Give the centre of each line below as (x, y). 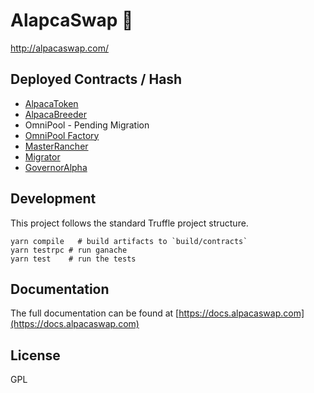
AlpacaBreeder (55, 114)
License (35, 355)
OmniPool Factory (62, 135)
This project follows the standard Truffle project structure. (129, 223)
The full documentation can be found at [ (95, 313)
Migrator (42, 156)
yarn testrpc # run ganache (69, 250)
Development (53, 199)
